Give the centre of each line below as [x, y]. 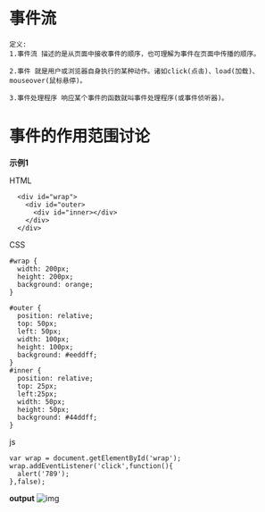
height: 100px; [46, 347]
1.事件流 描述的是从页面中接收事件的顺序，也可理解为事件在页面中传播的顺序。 [135, 54]
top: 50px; [37, 323]
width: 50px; [41, 402]
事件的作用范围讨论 [80, 136]
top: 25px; [37, 386]
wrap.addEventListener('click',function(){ [91, 466]
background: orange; [55, 284]
